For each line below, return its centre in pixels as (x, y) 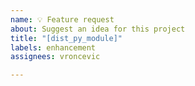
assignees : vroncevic (55, 57)
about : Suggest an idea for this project (98, 29)
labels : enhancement (53, 47)
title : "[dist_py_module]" (66, 38)
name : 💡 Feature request (62, 19)
